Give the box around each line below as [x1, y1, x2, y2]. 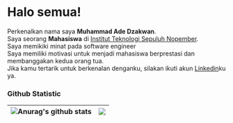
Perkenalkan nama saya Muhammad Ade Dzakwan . [7, 27, 156, 35]
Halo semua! [7, 4, 81, 20]
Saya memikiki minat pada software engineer [7, 42, 136, 50]
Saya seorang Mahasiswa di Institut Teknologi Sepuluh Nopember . [7, 34, 199, 42]
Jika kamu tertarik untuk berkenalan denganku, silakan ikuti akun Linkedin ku [7, 64, 226, 72]
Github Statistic [7, 88, 61, 98]
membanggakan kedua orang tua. [7, 56, 104, 65]
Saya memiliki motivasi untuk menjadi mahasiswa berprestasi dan [7, 49, 195, 58]
